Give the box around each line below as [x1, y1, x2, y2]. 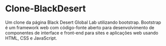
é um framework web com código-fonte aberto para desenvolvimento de [5, 24, 155, 30]
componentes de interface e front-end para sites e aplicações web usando [5, 30, 159, 36]
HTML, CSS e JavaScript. [5, 35, 57, 41]
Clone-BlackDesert [5, 3, 86, 14]
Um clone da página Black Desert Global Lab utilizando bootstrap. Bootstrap [5, 19, 162, 25]
